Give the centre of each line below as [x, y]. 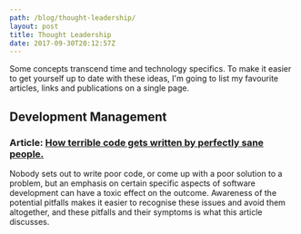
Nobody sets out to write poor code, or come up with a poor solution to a [146, 173]
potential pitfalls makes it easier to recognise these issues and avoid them [148, 202]
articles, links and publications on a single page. [99, 88]
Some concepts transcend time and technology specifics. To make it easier [150, 69]
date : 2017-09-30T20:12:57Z [63, 43]
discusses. [30, 221]
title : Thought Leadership [60, 34]
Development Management [88, 117]
